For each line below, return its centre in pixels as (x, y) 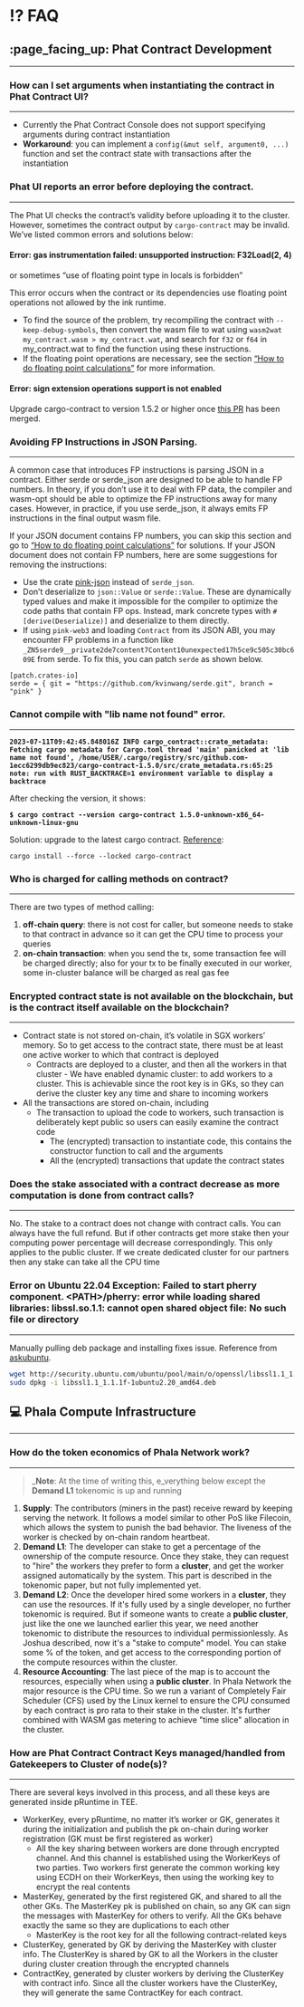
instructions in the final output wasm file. (85, 518)
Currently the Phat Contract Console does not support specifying (144, 125)
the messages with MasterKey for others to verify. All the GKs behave (152, 1916)
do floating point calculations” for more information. (119, 368)
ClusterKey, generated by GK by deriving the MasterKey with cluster (150, 1945)
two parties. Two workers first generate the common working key (158, 1868)
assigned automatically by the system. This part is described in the (147, 1575)
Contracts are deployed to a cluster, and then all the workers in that (161, 1064)
